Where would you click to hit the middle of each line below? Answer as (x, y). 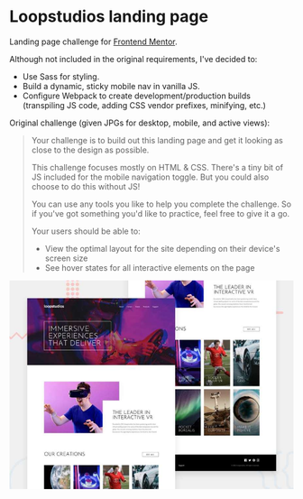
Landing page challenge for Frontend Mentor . (93, 42)
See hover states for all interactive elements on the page (150, 267)
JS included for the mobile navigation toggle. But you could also (150, 177)
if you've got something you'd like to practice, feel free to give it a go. (161, 213)
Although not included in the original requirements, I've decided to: (133, 59)
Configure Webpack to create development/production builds (136, 96)
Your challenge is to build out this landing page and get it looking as (157, 140)
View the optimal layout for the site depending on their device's (162, 248)
